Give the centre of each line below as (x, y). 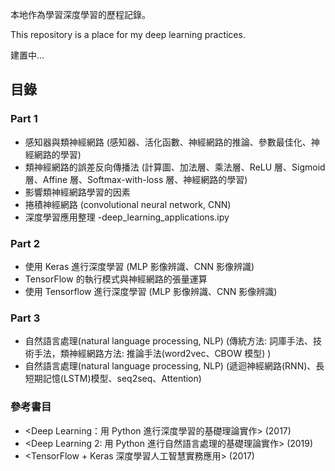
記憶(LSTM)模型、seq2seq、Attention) (122, 379)
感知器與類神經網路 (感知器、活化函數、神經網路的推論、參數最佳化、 (168, 142)
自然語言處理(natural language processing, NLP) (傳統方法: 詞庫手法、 (168, 341)
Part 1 (24, 119)
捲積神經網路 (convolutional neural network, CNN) (128, 204)
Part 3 (25, 318)
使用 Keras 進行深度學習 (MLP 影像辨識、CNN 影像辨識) (139, 266)
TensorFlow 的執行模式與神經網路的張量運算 (116, 279)
